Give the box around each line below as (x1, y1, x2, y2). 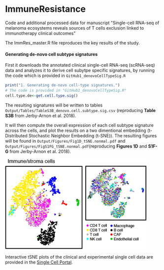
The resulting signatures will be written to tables (5, 102, 103, 108)
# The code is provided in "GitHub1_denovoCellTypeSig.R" (5, 88, 127, 93)
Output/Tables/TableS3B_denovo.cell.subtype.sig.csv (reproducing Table (5, 107, 156, 113)
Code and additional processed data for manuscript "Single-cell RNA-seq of (5, 20, 160, 26)
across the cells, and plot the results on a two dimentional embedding (5, 127, 146, 133)
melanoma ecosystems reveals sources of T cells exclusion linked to (5, 25, 144, 31)
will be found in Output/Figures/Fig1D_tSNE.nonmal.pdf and (5, 138, 126, 144)
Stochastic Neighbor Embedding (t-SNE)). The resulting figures (29, 132, 157, 139)
